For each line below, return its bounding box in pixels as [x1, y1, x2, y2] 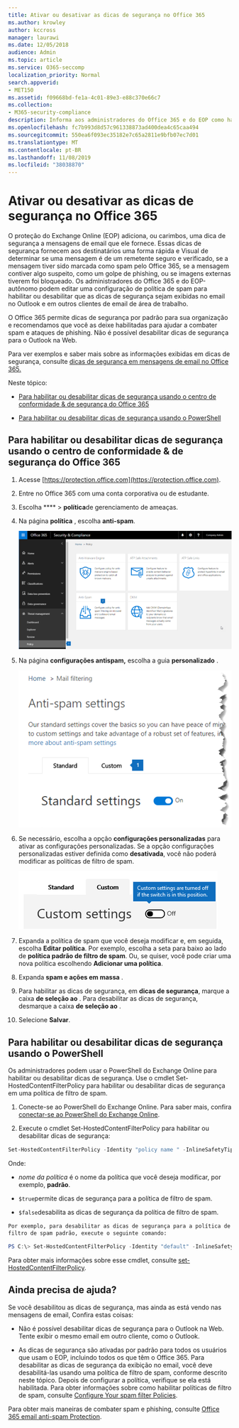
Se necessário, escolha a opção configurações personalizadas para [18, 834, 221, 843]
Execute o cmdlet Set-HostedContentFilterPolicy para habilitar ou [18, 1124, 210, 1133]
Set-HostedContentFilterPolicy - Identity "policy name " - [8, 1147, 187, 1154]
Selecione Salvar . [18, 1016, 71, 1024]
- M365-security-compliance [8, 109, 91, 117]
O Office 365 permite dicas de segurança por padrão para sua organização [8, 313, 228, 322]
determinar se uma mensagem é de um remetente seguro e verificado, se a [8, 254, 229, 263]
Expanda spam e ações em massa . [18, 973, 123, 982]
